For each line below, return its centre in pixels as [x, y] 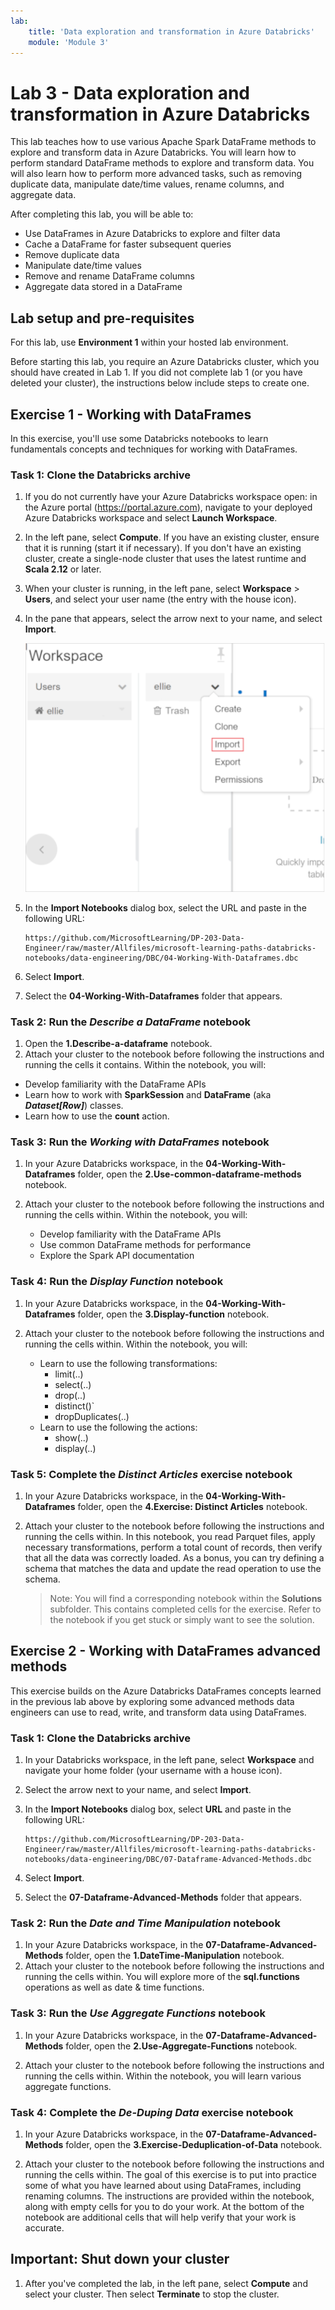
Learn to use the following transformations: [128, 1363]
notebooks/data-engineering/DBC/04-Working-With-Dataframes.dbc [161, 958]
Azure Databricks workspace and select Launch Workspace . [151, 518]
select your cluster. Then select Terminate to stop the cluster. [152, 2294]
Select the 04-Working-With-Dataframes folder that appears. [153, 996]
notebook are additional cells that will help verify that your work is [160, 2217]
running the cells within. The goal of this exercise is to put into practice [170, 2175]
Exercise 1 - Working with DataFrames [131, 414]
